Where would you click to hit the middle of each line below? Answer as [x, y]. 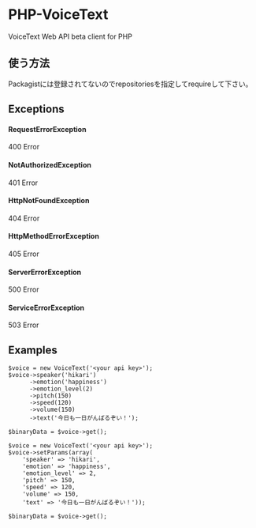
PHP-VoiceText [58, 15]
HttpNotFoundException [49, 201]
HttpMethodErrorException [54, 236]
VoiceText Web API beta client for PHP [70, 36]
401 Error [23, 183]
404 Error [24, 218]
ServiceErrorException [46, 307]
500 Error [24, 289]
